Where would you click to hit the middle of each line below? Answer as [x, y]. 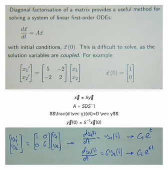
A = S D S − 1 [84, 106]
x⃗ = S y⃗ [84, 97]
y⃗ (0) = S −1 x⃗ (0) [84, 122]
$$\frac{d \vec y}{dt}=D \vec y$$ [84, 114]
